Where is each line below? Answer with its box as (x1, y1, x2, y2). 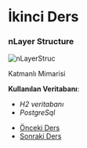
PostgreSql (19, 108, 56, 117)
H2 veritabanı (19, 99, 64, 109)
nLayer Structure (8, 36, 74, 47)
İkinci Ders (8, 8, 79, 26)
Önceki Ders (19, 123, 60, 133)
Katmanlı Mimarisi (8, 69, 66, 79)
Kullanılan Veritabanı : (8, 84, 80, 94)
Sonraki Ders (19, 131, 62, 141)
